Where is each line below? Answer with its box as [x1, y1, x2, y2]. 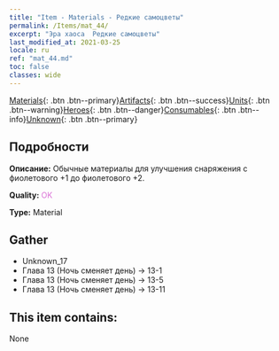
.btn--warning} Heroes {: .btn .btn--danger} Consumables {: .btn [9, 104, 236, 115]
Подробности [9, 139, 89, 155]
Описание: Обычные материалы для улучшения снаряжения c [9, 163, 248, 174]
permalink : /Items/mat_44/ [9, 21, 109, 30]
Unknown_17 [21, 256, 68, 267]
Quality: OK [9, 190, 53, 200]
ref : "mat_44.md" [9, 54, 74, 63]
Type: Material [9, 207, 63, 217]
